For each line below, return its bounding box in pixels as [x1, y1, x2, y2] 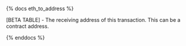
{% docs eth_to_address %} [6, 5, 74, 12]
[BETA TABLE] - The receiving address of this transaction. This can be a [6, 17, 181, 23]
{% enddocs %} [6, 34, 45, 41]
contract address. [6, 23, 49, 29]
